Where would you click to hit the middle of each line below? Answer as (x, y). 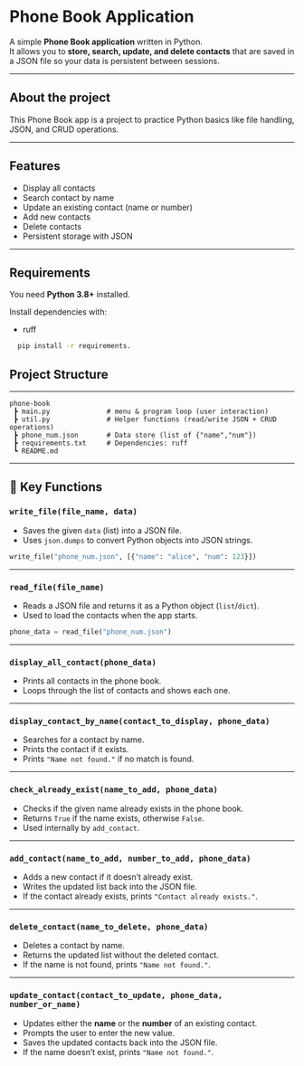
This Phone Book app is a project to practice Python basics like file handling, (152, 119)
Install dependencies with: (58, 312)
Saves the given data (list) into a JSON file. (102, 530)
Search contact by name (68, 197)
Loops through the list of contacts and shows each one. (126, 691)
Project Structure (59, 374)
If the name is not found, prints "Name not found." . (116, 965)
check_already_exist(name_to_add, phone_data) (114, 790)
